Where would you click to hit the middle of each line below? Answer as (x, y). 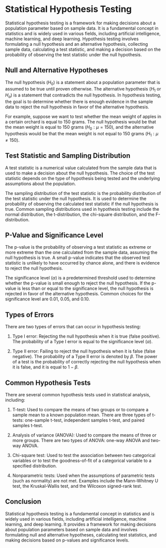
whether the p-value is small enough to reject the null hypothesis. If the (78, 283)
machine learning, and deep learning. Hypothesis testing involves (72, 39)
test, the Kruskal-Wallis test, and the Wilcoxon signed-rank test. (77, 486)
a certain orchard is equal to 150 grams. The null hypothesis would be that (81, 122)
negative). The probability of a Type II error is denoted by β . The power (85, 357)
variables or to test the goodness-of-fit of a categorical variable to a (82, 460)
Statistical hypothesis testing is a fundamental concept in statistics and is (80, 514)
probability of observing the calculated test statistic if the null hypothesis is (82, 204)
